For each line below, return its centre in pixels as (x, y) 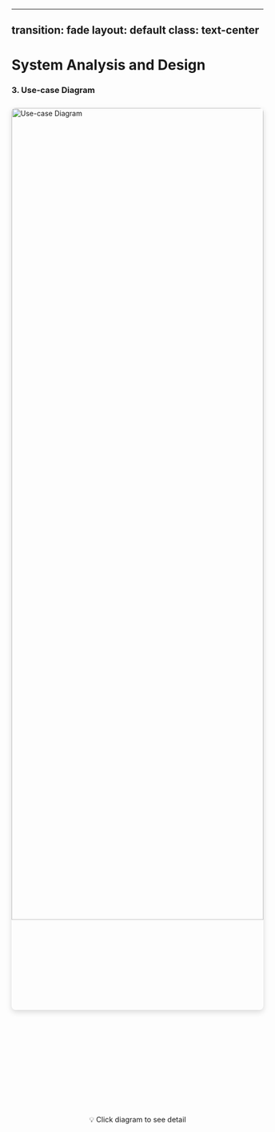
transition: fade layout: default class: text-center (136, 30)
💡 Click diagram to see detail (137, 1119)
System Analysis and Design (108, 65)
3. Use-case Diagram (53, 90)
